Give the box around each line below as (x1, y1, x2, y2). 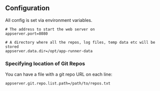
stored (5, 44, 19, 49)
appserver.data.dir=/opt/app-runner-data (5, 48, 93, 54)
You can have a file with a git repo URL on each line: (5, 72, 112, 78)
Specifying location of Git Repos (5, 60, 85, 67)
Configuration (5, 4, 50, 12)
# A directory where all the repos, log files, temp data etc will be (5, 40, 155, 45)
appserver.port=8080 (5, 31, 48, 36)
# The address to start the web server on (5, 27, 95, 32)
